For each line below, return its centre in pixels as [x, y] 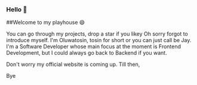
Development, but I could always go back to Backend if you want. [87, 53]
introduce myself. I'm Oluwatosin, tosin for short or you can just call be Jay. [99, 40]
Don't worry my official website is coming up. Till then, [73, 64]
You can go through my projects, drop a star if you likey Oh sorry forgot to [97, 34]
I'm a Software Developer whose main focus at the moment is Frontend [93, 46]
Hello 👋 [17, 10]
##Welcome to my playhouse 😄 [46, 23]
